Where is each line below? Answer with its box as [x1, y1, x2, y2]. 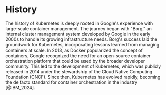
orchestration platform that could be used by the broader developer [5, 58, 145, 64]
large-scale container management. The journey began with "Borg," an [5, 25, 152, 31]
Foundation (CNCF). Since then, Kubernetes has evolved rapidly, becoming [5, 74, 161, 80]
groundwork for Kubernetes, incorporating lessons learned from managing [5, 41, 160, 47]
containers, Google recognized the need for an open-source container [5, 52, 151, 59]
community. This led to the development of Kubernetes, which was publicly [5, 63, 161, 69]
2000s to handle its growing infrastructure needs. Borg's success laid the [5, 36, 157, 42]
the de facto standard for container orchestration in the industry [5, 79, 137, 85]
